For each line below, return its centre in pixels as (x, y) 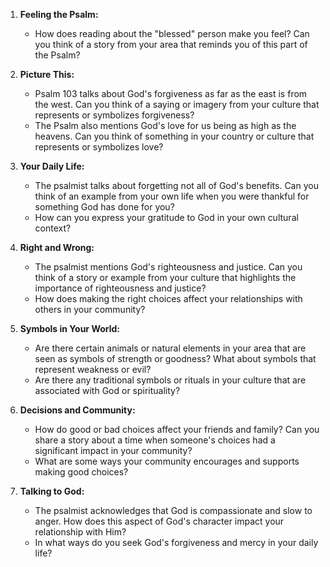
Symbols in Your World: (70, 328)
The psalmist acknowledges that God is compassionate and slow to (173, 510)
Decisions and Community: (77, 410)
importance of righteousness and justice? (120, 288)
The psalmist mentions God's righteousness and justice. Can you (168, 267)
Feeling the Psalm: (59, 14)
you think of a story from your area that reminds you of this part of (171, 44)
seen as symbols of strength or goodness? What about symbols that (175, 358)
